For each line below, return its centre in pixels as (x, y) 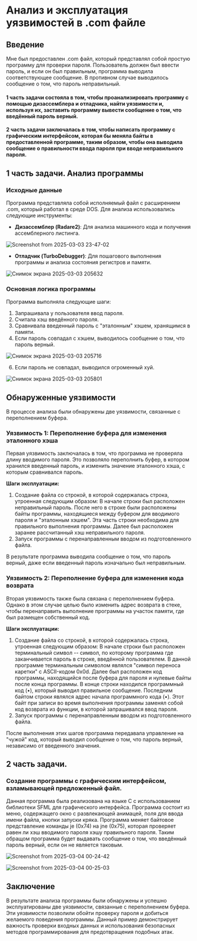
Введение (25, 45)
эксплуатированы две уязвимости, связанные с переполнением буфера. (98, 907)
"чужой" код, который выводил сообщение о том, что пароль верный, (94, 739)
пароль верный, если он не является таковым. (65, 845)
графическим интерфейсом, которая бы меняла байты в (80, 136)
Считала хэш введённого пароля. (56, 320)
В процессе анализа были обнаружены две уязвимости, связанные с (94, 411)
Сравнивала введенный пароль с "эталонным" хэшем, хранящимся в (102, 326)
